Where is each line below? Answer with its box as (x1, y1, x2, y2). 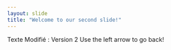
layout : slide (7, 10, 48, 17)
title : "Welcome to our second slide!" (7, 16, 122, 23)
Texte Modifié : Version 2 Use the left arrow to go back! (7, 35, 164, 43)
